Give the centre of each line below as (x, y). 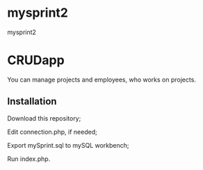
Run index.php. (29, 159)
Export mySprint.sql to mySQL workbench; (68, 145)
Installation (32, 101)
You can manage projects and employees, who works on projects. (102, 79)
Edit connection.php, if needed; (52, 132)
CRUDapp (36, 60)
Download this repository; (44, 118)
